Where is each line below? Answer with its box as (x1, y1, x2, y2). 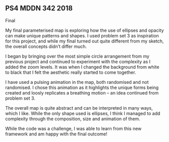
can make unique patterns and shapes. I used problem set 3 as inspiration (5, 32, 159, 38)
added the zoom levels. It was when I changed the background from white (5, 64, 160, 70)
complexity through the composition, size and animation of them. (5, 116, 140, 122)
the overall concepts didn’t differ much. (5, 43, 87, 50)
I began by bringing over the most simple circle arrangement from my (5, 53, 150, 59)
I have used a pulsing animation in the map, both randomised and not (5, 79, 149, 85)
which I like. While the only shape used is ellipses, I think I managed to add (5, 110, 160, 116)
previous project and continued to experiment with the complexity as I (5, 58, 151, 65)
